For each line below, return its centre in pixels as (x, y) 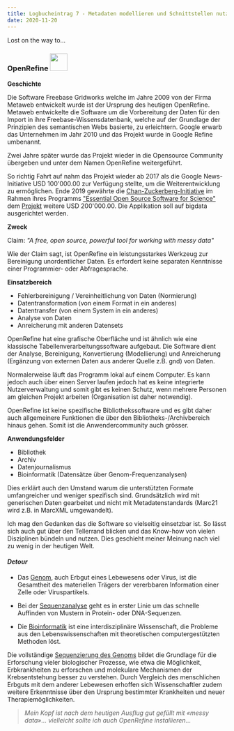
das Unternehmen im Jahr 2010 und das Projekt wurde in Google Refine (110, 134)
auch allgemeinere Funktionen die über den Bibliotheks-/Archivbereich (109, 417)
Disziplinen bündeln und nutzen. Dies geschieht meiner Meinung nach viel (114, 538)
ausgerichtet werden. (38, 213)
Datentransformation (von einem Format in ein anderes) (97, 303)
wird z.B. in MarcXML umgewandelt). (60, 510)
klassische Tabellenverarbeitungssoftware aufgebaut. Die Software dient (111, 346)
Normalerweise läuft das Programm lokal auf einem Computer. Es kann (109, 375)
